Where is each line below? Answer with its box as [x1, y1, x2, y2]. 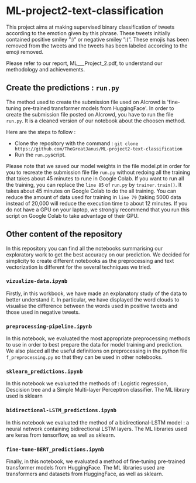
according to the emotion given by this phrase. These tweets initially [6, 29, 171, 36]
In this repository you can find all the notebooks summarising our [6, 245, 163, 252]
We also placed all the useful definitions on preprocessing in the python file [6, 347, 188, 355]
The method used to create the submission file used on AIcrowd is [6, 98, 166, 105]
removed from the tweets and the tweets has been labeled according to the [6, 42, 188, 49]
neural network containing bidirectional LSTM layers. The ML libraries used [6, 425, 187, 432]
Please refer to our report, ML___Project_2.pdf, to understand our [6, 60, 163, 67]
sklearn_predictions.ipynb [6, 368, 83, 375]
